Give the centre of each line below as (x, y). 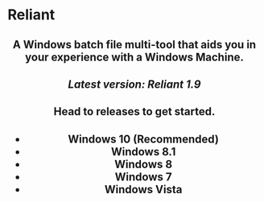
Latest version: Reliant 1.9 (134, 84)
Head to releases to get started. (134, 111)
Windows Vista (143, 190)
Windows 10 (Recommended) (143, 139)
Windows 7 (143, 177)
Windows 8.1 (143, 152)
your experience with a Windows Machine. (134, 57)
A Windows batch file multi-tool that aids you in (134, 45)
